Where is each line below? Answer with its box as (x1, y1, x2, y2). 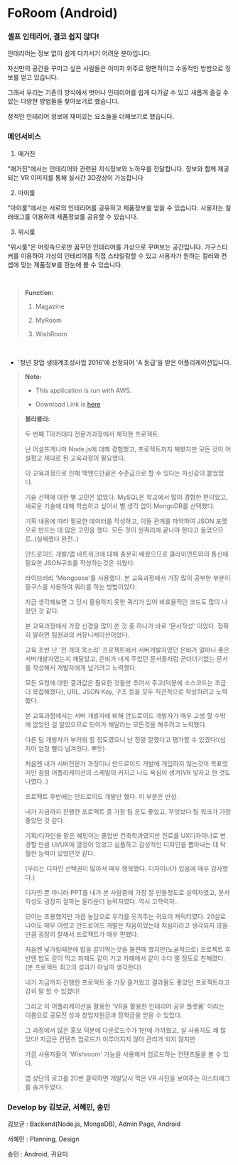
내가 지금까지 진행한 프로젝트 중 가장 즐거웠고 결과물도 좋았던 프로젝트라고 (24, 977, 230, 986)
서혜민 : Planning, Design (7, 1135, 80, 1144)
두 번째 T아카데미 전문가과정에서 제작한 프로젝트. (24, 429, 161, 438)
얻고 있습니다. (20, 73, 59, 82)
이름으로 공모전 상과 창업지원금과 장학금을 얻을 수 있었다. (24, 1011, 183, 1019)
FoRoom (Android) (7, 5, 119, 21)
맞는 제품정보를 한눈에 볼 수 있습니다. (20, 260, 123, 269)
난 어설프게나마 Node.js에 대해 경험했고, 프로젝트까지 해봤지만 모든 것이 (24, 444, 224, 453)
